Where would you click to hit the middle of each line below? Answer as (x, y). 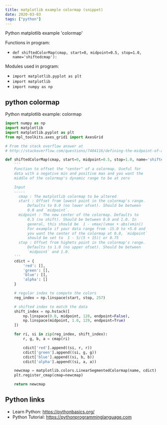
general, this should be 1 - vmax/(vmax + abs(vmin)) (85, 224)
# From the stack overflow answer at (44, 146)
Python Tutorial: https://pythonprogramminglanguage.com (72, 417)
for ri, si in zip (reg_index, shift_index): (61, 334)
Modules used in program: (32, 66)
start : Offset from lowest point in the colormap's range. (82, 201)
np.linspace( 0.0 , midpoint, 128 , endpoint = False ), (77, 316)
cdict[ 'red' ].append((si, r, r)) (58, 348)
